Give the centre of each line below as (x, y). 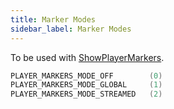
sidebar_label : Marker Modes (71, 29)
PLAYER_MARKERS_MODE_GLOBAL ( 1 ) (86, 85)
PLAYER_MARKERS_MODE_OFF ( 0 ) (86, 76)
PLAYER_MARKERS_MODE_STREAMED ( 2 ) (86, 94)
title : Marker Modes (53, 19)
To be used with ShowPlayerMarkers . (87, 57)
